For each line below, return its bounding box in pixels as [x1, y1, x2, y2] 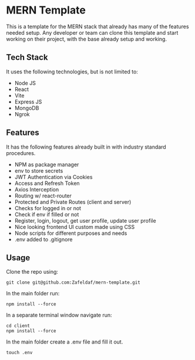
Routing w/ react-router [14, 192, 72, 199]
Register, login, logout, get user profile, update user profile [14, 217, 157, 224]
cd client [6, 323, 31, 329]
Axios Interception [14, 186, 59, 193]
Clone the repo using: [6, 268, 59, 275]
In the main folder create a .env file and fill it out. [6, 338, 123, 345]
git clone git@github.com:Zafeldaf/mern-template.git [6, 280, 141, 285]
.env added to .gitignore [14, 235, 73, 243]
